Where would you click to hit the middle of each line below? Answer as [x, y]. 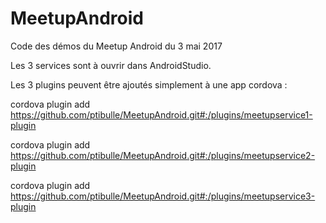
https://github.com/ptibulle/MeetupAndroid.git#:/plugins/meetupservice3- [163, 196]
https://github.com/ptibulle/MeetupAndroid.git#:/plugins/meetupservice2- [163, 155]
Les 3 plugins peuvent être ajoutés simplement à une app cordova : [149, 84]
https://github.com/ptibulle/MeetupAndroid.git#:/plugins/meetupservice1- [161, 114]
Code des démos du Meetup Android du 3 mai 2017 [116, 46]
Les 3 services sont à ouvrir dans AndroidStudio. [111, 65]
